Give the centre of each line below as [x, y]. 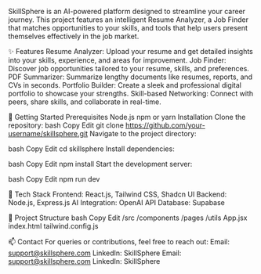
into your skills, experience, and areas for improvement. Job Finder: [117, 60]
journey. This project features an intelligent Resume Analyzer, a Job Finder [129, 20]
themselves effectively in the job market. [74, 36]
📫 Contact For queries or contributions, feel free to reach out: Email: [119, 242]
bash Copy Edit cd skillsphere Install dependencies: [91, 149]
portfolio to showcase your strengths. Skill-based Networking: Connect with [130, 94]
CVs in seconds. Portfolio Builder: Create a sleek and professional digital [125, 85]
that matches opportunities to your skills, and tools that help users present [128, 28]
